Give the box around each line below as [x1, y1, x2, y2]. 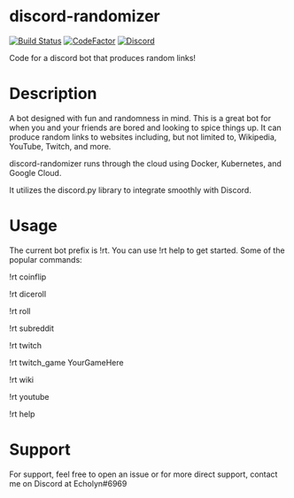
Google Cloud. [9, 167, 62, 178]
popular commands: [9, 254, 82, 264]
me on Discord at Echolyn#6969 [9, 478, 128, 488]
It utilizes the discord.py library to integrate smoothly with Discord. [9, 184, 252, 195]
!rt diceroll [9, 288, 47, 299]
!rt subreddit [9, 323, 55, 333]
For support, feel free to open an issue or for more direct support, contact [9, 469, 278, 479]
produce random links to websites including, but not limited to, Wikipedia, [9, 131, 277, 142]
